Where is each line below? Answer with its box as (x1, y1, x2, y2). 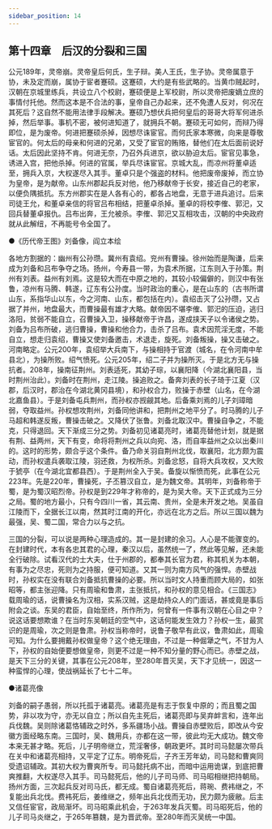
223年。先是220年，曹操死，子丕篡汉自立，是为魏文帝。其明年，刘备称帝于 (8, 476, 261, 487)
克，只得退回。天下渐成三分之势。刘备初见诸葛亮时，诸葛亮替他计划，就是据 (8, 426, 264, 436)
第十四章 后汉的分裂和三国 (8, 44, 147, 58)
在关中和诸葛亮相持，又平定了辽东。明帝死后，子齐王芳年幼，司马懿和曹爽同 (8, 751, 264, 761)
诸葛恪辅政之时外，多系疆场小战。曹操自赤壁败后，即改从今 (57, 721, 257, 731)
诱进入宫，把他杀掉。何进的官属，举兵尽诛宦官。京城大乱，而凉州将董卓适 (8, 158, 257, 168)
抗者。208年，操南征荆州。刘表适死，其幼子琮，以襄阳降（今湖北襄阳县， (8, 365, 257, 375)
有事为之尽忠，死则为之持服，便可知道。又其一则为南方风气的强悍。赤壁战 (8, 565, 257, 574)
